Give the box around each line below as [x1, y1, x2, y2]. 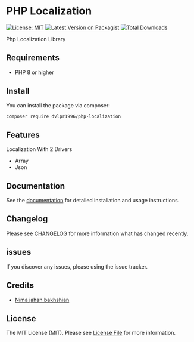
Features [6, 130, 40, 140]
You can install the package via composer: [6, 101, 110, 109]
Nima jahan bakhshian [14, 296, 70, 303]
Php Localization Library [6, 35, 66, 42]
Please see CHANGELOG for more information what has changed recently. [6, 230, 189, 237]
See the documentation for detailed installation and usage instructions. [6, 197, 180, 204]
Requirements [6, 53, 60, 63]
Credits [6, 281, 35, 291]
